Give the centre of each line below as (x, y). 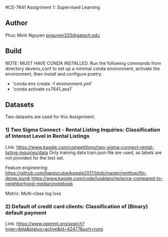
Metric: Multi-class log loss (33, 193)
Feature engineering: (27, 168)
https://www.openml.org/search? (51, 224)
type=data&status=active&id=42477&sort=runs (54, 229)
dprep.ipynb (18, 178)
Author (16, 23)
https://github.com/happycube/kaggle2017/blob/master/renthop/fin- (76, 173)
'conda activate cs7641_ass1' (43, 89)
